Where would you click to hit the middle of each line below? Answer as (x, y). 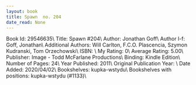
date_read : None (26, 22)
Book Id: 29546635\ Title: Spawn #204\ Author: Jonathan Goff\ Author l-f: (96, 39)
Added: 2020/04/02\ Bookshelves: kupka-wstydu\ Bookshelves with (89, 70)
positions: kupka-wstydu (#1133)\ (46, 76)
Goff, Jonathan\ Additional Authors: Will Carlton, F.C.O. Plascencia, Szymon (97, 45)
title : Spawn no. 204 (34, 17)
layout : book (22, 11)
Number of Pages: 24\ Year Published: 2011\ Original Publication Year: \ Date (98, 63)
